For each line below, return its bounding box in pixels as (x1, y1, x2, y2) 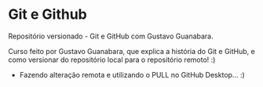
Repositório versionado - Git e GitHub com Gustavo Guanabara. (8, 31, 214, 41)
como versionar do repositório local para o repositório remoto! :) (8, 55, 216, 64)
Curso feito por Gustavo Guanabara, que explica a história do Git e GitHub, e (8, 46, 255, 56)
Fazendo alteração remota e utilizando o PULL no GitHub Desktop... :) (19, 70, 245, 79)
